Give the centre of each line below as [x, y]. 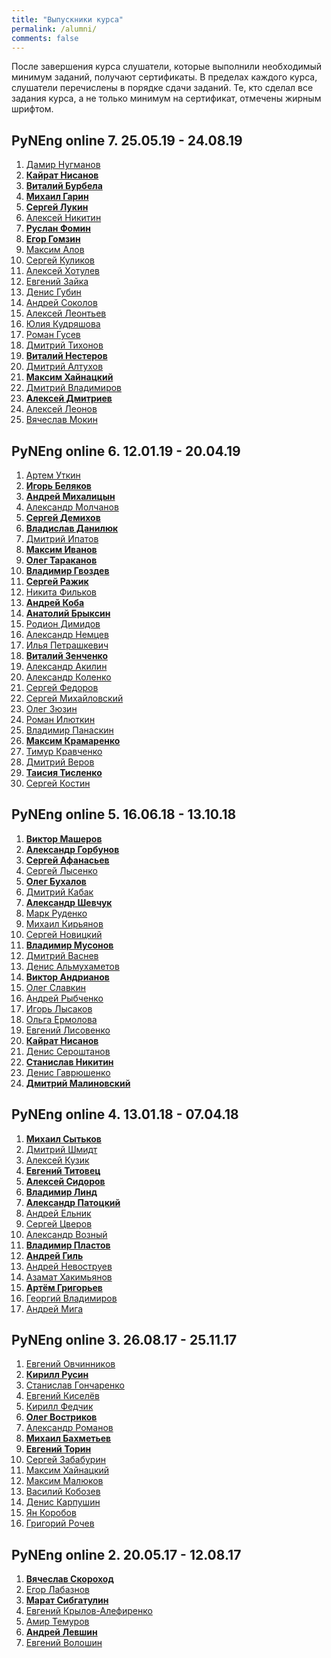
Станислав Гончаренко [75, 1385]
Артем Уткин [53, 475]
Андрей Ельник [58, 1213]
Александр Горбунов [72, 849]
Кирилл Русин [57, 1375]
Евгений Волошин [64, 1643]
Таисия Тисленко [64, 772]
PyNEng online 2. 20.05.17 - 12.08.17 [126, 1554]
